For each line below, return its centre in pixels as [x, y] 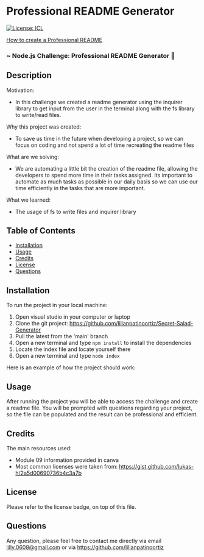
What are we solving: [33, 157]
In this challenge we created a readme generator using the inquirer [99, 102]
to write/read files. [38, 115]
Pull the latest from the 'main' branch [62, 336]
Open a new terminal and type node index [67, 356]
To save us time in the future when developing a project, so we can [99, 138]
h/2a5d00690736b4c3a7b [48, 473]
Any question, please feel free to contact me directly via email [84, 541]
